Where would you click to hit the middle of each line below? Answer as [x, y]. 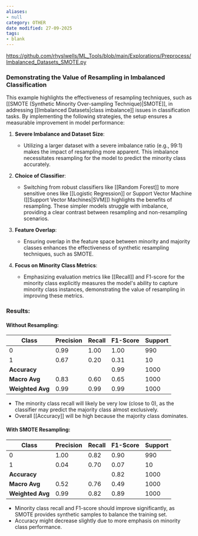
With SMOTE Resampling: [38, 430]
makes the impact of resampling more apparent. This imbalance [101, 152]
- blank [16, 39]
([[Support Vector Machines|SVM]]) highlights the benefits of [98, 200]
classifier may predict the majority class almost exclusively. [87, 410]
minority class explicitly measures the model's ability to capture [100, 283]
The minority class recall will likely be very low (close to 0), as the [94, 403]
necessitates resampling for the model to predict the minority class [105, 158]
